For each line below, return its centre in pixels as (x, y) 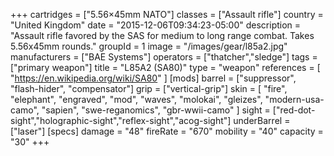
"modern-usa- (294, 99)
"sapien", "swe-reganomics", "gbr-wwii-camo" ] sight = (156, 110)
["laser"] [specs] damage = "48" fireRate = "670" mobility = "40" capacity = (167, 131)
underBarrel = (262, 120)
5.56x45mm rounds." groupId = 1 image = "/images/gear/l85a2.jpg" (149, 46)
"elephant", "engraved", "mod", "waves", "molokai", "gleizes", (136, 99)
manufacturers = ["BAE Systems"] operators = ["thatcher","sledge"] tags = (164, 57)
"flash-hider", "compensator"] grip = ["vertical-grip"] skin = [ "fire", (149, 88)
